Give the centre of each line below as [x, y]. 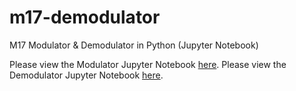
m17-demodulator [85, 17]
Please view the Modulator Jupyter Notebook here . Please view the [148, 64]
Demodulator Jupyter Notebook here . [86, 75]
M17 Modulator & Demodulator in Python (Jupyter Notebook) [134, 45]
